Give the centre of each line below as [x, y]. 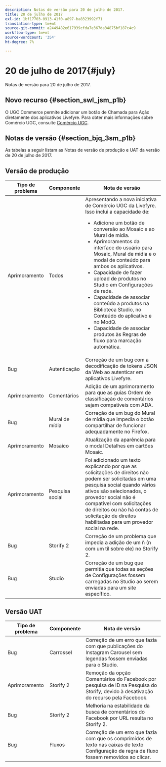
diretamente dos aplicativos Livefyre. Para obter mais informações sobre [79, 117]
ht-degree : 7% [20, 42]
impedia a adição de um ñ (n [118, 543]
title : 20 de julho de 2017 [34, 14]
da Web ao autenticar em [114, 372]
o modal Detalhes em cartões [119, 446]
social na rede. [102, 528]
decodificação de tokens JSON [121, 366]
